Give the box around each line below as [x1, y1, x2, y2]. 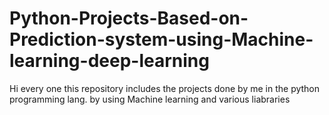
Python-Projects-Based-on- [9, 7, 249, 30]
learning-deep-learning [9, 50, 210, 72]
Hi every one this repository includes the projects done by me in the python [9, 82, 321, 94]
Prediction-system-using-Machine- [9, 28, 314, 51]
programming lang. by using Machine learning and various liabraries [9, 93, 291, 105]
